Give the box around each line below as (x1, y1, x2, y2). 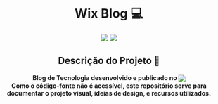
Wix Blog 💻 (75, 6, 143, 22)
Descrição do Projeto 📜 (58, 55, 160, 67)
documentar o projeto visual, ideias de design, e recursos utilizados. (7, 89, 211, 97)
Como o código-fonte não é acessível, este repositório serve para (11, 82, 207, 90)
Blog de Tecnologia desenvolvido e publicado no (32, 73, 177, 82)
